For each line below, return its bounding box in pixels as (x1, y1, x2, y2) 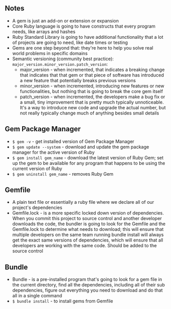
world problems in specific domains (12, 50, 88, 56)
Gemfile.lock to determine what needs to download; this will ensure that (12, 226, 164, 232)
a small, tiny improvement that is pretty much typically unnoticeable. (19, 99, 164, 105)
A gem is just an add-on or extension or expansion (12, 17, 119, 23)
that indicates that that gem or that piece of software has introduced (19, 72, 164, 78)
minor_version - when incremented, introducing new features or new (19, 83, 164, 89)
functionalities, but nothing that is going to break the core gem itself (19, 88, 163, 94)
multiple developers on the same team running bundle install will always (12, 232, 164, 238)
